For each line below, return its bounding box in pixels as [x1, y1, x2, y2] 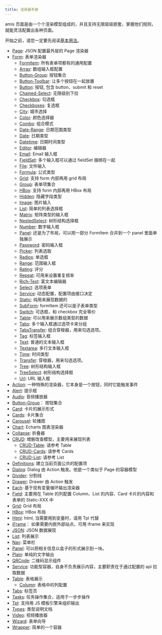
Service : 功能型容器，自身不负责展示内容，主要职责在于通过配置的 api [12, 564, 152, 569]
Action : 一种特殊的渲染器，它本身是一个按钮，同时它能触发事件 [12, 382, 138, 387]
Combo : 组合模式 [19, 120, 54, 126]
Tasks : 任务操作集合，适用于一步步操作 [12, 594, 91, 600]
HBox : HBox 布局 [12, 509, 46, 515]
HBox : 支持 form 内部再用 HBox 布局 [19, 187, 92, 193]
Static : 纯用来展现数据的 [19, 297, 68, 302]
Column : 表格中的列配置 [19, 582, 67, 587]
